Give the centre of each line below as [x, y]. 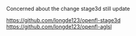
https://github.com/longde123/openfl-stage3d [63, 20]
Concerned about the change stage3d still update [68, 9]
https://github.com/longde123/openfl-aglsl [59, 27]
